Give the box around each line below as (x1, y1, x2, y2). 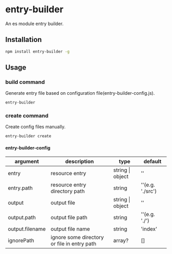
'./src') (140, 187, 157, 195)
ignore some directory (50, 234, 104, 241)
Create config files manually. (5, 124, 66, 130)
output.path (8, 214, 36, 221)
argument (14, 158, 39, 165)
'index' (140, 225, 158, 232)
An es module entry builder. (5, 20, 64, 27)
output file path (50, 214, 88, 221)
